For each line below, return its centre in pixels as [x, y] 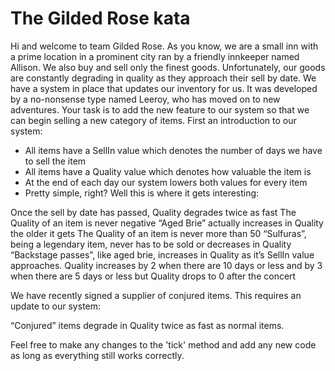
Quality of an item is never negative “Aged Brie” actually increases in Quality [167, 223]
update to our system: [56, 306]
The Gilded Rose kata [100, 18]
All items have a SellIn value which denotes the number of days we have [173, 150]
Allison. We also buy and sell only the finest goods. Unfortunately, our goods [168, 67]
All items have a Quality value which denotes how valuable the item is [168, 171]
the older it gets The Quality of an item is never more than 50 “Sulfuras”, [158, 233]
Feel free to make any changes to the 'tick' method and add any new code [163, 344]
